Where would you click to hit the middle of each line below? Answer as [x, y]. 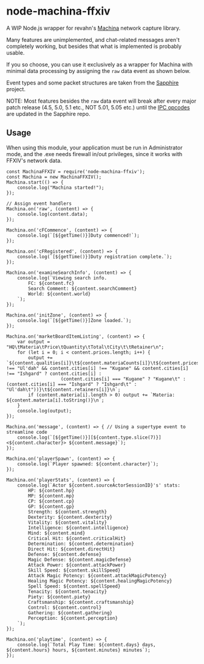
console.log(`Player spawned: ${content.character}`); [88, 464]
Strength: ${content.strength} [68, 512]
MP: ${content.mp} [51, 496]
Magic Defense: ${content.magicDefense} [80, 560]
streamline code [27, 432]
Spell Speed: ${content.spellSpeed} [74, 586]
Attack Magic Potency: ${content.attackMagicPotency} [97, 575]
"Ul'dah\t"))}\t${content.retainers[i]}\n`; [63, 389]
